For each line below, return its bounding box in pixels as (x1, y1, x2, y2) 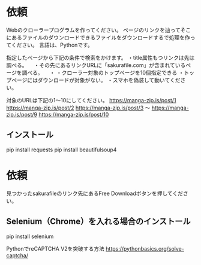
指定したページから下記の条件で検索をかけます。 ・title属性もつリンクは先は (6, 54, 195, 61)
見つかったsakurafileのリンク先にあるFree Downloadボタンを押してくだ (6, 190, 184, 197)
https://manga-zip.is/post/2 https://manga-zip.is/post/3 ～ (6, 104, 151, 111)
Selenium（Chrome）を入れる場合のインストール (6, 217, 191, 227)
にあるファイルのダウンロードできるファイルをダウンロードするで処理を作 (6, 33, 190, 41)
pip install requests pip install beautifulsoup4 (6, 146, 117, 153)
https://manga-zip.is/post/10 (38, 111, 109, 118)
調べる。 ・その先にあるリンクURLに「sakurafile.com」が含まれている (6, 61, 186, 69)
